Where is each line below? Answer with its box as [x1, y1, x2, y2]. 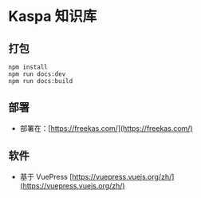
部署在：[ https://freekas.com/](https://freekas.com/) [19, 123, 193, 133]
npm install [8, 63, 48, 71]
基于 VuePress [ [19, 172, 73, 181]
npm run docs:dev [8, 70, 66, 78]
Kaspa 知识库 [8, 7, 97, 26]
